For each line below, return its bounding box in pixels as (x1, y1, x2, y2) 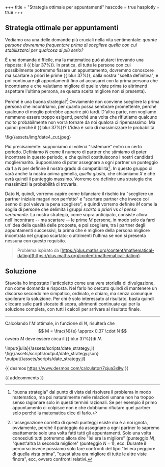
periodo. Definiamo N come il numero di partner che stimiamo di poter (5, 149, 147, 155)
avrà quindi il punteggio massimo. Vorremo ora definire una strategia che (5, 176, 153, 182)
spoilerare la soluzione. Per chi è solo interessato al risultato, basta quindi (5, 296, 154, 301)
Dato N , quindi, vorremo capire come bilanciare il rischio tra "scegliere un (5, 191, 154, 197)
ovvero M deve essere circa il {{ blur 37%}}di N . (5, 335, 102, 341)
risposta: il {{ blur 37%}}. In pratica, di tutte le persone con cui (5, 62, 131, 68)
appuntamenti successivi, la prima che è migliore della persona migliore (5, 228, 150, 233)
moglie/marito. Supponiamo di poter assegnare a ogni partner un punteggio (5, 160, 158, 166)
